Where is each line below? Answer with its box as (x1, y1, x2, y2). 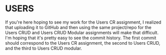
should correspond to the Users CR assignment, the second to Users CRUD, (5, 40, 161, 46)
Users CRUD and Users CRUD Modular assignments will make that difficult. (5, 29, 159, 35)
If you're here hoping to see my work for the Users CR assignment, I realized (5, 19, 162, 25)
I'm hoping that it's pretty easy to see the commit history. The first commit (5, 35, 157, 41)
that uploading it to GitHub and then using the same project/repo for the (5, 24, 152, 30)
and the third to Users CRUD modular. (5, 45, 82, 51)
